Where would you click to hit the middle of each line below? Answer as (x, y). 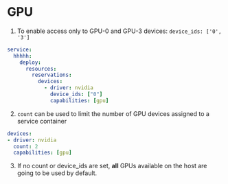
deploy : (30, 62)
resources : (41, 69)
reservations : (52, 75)
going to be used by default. (57, 173)
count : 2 (26, 146)
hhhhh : (23, 56)
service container (42, 121)
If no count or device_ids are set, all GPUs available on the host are (112, 166)
